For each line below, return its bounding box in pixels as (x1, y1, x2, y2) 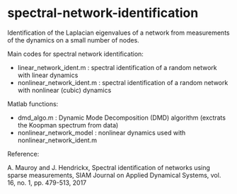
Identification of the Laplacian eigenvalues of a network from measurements (7, 28, 230, 37)
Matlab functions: (7, 99, 59, 108)
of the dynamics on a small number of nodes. (7, 35, 139, 44)
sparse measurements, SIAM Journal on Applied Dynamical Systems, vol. (7, 171, 221, 179)
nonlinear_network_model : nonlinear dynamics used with (17, 128, 186, 137)
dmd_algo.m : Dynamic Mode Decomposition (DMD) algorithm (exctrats (17, 113, 226, 122)
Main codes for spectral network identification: (7, 50, 144, 58)
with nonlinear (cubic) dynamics (17, 86, 112, 94)
